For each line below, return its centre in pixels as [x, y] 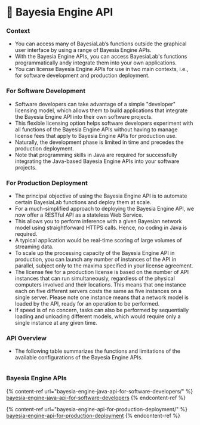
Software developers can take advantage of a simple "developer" [95, 104]
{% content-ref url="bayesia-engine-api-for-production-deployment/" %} [97, 409]
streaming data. [34, 247]
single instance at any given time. [56, 323]
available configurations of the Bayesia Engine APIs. [79, 358]
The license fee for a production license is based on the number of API [102, 272]
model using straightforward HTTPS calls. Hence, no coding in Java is [101, 228]
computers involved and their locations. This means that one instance [100, 285]
